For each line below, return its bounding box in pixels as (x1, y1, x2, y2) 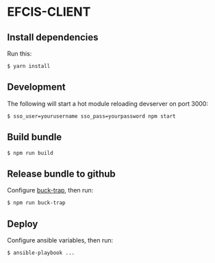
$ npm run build (7, 149, 53, 156)
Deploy (7, 218, 38, 229)
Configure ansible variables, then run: (7, 236, 114, 245)
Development (7, 82, 66, 93)
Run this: (7, 49, 32, 58)
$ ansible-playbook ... (7, 249, 75, 257)
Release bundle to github (7, 168, 116, 180)
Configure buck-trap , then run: (7, 186, 94, 195)
